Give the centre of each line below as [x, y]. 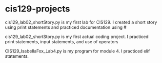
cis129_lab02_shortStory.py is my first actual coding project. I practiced [77, 37]
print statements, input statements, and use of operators [62, 41]
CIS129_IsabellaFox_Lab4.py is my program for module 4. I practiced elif [78, 51]
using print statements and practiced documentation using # [66, 27]
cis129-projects [38, 9]
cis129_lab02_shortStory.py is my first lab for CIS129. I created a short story [81, 22]
